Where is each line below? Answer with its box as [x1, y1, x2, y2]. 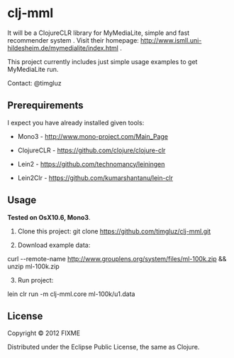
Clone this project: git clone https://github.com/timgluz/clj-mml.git [17, 226, 211, 236]
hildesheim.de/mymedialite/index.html [7, 43, 118, 52]
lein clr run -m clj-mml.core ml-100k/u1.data [7, 290, 135, 298]
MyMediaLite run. [7, 65, 59, 73]
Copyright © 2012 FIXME [7, 329, 80, 337]
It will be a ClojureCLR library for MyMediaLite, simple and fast [7, 28, 190, 37]
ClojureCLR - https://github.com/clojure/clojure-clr [17, 146, 166, 154]
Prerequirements [7, 100, 84, 112]
